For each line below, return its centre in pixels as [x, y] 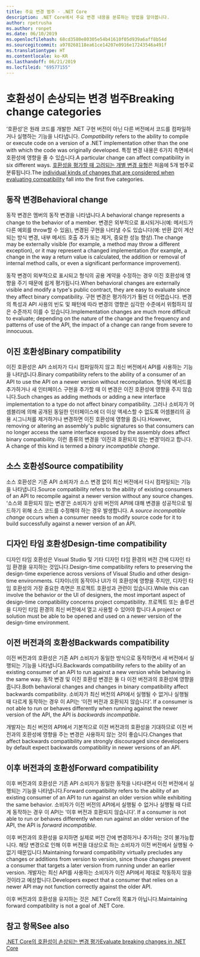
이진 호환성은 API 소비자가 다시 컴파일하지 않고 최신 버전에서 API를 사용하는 [94, 367]
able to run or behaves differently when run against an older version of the [98, 819]
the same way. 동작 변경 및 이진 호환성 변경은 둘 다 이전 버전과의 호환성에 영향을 [100, 679]
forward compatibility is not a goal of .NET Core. [66, 906]
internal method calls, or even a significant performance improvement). [94, 263]
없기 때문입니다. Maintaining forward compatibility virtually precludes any [95, 853]
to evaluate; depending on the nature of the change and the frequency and [98, 319]
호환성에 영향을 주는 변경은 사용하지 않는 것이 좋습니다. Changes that [102, 734]
